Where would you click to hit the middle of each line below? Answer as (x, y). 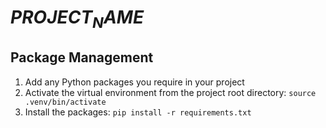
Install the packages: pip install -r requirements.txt (138, 112)
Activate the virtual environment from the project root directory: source (170, 92)
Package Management (82, 57)
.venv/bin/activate (65, 102)
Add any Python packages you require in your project (134, 82)
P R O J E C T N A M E (77, 19)
